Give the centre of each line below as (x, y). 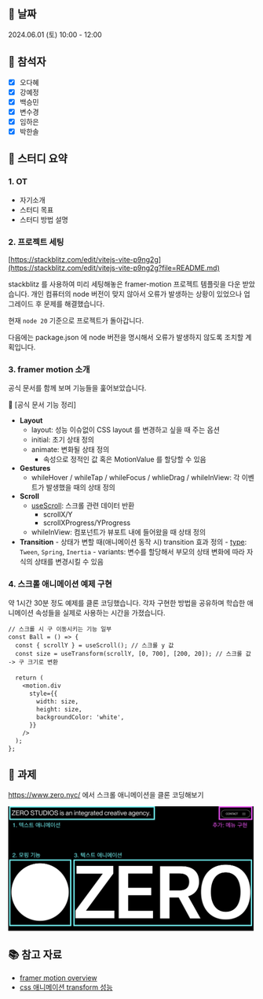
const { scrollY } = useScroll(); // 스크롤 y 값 (95, 645)
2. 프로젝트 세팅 (36, 242)
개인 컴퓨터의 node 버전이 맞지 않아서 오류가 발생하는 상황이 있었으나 (137, 294)
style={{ (43, 694)
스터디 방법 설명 (44, 220)
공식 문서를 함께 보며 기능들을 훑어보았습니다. (77, 388)
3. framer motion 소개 (49, 369)
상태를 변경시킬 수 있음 (69, 562)
